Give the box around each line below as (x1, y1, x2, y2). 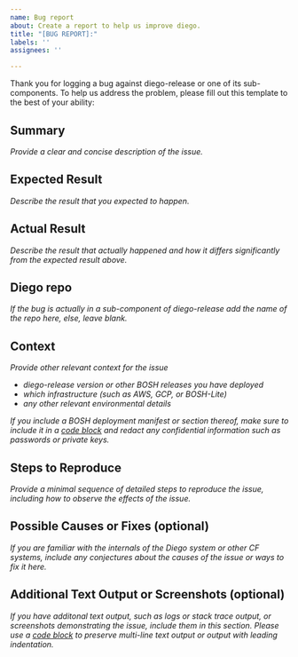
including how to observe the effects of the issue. (10, 494, 192, 503)
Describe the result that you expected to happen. (10, 195, 190, 206)
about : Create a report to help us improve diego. (10, 21, 201, 30)
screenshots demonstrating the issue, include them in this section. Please (10, 620, 279, 630)
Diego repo (10, 280, 73, 295)
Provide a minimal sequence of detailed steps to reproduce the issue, (10, 484, 264, 494)
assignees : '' (10, 46, 63, 55)
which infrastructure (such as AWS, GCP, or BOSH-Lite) (22, 389, 227, 400)
